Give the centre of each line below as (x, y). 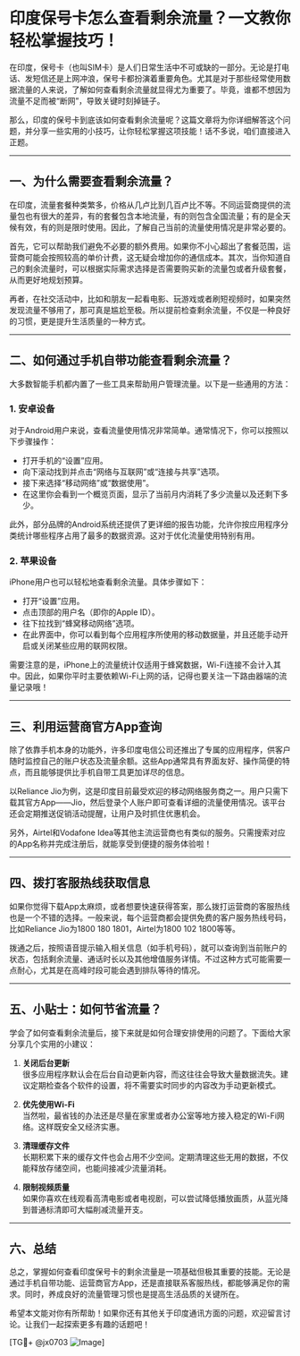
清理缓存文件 (46, 1146)
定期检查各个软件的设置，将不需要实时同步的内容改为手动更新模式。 (155, 1085)
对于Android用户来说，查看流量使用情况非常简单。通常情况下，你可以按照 (145, 430)
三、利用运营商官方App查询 (86, 726)
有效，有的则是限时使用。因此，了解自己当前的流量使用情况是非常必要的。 (154, 227)
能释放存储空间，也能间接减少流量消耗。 (96, 1168)
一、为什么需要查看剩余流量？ (92, 181)
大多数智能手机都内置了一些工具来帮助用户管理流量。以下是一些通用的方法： (150, 384)
